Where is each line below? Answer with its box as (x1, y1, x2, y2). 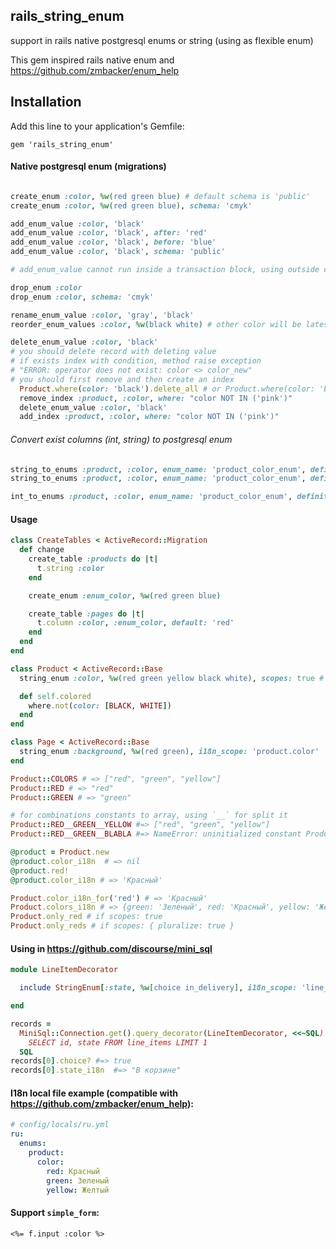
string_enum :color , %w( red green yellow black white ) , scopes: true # (19, 673, 325, 683)
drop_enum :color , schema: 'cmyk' (10, 292, 155, 302)
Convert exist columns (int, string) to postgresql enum (10, 433, 233, 445)
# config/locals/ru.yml (10, 1120, 110, 1130)
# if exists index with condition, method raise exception (10, 356, 262, 366)
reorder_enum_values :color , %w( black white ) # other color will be (10, 319, 302, 329)
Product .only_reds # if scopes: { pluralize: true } (10, 921, 235, 931)
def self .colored (19, 691, 92, 701)
